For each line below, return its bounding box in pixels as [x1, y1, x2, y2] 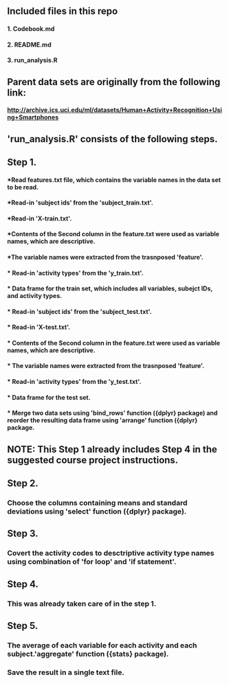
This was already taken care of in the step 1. [7, 599, 157, 608]
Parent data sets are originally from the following [7, 76, 221, 88]
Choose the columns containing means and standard [7, 498, 188, 508]
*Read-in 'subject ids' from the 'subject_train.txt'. [7, 198, 153, 207]
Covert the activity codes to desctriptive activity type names [7, 549, 215, 558]
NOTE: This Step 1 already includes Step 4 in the [7, 443, 218, 455]
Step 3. [7, 528, 39, 540]
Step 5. [7, 619, 39, 631]
